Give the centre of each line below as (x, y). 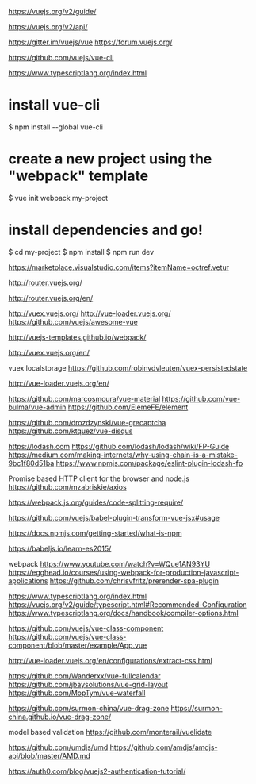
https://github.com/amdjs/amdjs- (164, 747)
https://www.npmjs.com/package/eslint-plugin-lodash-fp (149, 463)
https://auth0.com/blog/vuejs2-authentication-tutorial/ (97, 771)
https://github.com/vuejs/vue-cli (61, 58)
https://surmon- (197, 708)
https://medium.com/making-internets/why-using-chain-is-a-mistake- (123, 455)
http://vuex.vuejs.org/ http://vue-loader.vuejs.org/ (90, 313)
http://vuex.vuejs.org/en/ (49, 352)
